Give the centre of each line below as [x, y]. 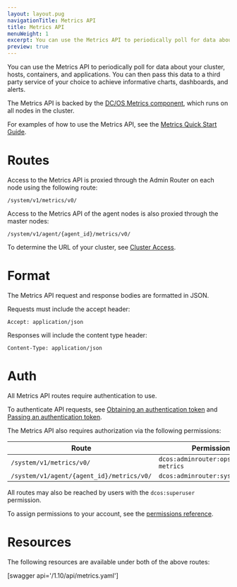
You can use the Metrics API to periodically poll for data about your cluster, [116, 67]
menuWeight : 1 [28, 34]
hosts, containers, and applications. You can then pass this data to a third [114, 74]
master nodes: [28, 221]
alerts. [17, 89]
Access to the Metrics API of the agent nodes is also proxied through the [113, 214]
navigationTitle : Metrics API [52, 21]
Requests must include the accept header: [69, 309]
